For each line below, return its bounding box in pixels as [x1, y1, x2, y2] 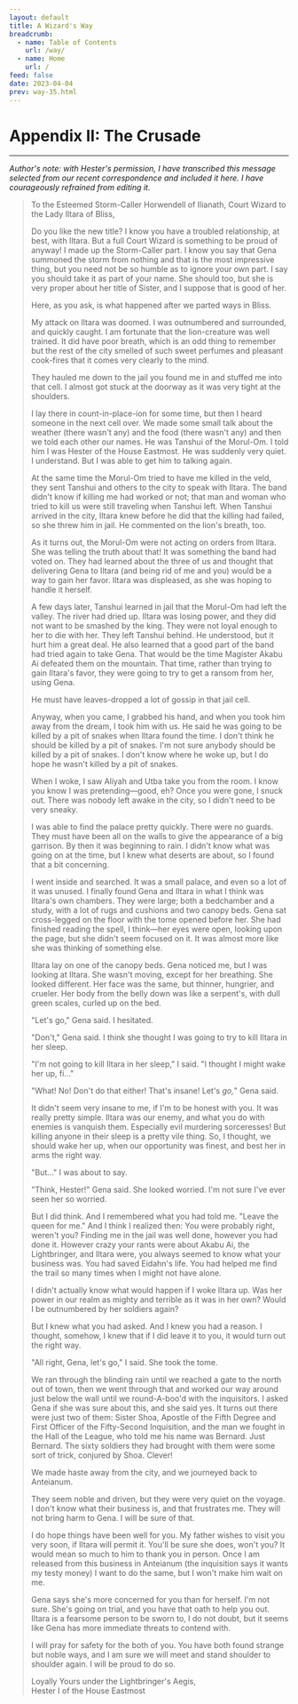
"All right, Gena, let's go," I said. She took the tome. [30, 1357, 218, 1368]
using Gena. [30, 677, 75, 688]
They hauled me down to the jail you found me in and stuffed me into [30, 372, 282, 383]
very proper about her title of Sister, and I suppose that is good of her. [30, 283, 286, 293]
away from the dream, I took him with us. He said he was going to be [30, 721, 282, 732]
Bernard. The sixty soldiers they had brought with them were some [30, 1441, 276, 1452]
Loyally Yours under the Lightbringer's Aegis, [30, 1676, 197, 1687]
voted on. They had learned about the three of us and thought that [30, 556, 273, 567]
